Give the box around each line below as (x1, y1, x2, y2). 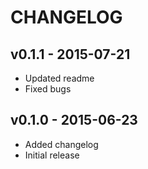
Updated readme (24, 72, 95, 84)
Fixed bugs (24, 83, 72, 95)
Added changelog (24, 138, 99, 150)
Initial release (24, 149, 80, 161)
